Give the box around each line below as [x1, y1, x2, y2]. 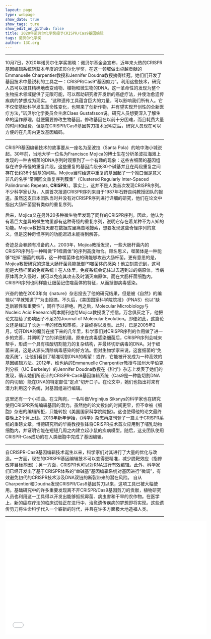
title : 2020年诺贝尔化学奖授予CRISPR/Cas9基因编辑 [5, 31, 104, 36]
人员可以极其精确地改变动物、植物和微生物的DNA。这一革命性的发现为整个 [5, 84, 161, 91]
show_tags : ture [5, 21, 39, 27]
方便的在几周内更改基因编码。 [5, 129, 67, 135]
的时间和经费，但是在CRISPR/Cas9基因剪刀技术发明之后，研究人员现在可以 [5, 122, 162, 129]
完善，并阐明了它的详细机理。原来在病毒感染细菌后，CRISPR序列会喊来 [14, 334, 162, 340]
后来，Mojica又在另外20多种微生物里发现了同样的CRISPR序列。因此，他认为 [5, 212, 164, 218]
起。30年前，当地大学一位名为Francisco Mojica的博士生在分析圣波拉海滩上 [5, 151, 161, 157]
